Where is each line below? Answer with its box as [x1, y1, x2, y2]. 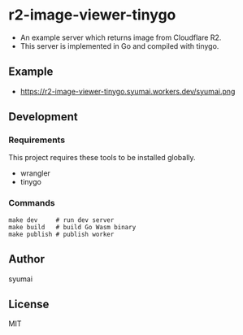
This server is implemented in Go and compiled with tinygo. [20, 41, 219, 50]
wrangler [20, 168, 51, 178]
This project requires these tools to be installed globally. [8, 153, 197, 163]
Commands [8, 198, 55, 209]
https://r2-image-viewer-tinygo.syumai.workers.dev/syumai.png [20, 86, 236, 96]
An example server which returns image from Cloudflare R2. [20, 33, 222, 42]
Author [8, 252, 45, 266]
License [8, 297, 50, 311]
